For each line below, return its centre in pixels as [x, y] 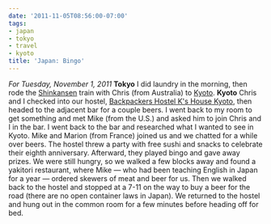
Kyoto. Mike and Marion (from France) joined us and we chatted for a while [133, 135]
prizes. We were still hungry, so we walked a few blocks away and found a [132, 161]
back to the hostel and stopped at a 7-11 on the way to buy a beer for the [129, 187]
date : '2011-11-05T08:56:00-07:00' [68, 16]
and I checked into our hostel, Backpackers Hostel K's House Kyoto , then [130, 101]
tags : [17, 23]
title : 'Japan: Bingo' [47, 61]
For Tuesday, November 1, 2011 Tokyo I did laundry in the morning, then [128, 84]
